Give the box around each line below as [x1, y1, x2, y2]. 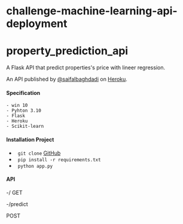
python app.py [17, 163, 53, 169]
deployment [6, 17, 68, 30]
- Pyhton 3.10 [6, 108, 42, 114]
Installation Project [6, 136, 54, 143]
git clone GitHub [17, 149, 61, 157]
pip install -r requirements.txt [17, 157, 101, 162]
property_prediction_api [6, 44, 129, 58]
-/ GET [6, 189, 23, 196]
